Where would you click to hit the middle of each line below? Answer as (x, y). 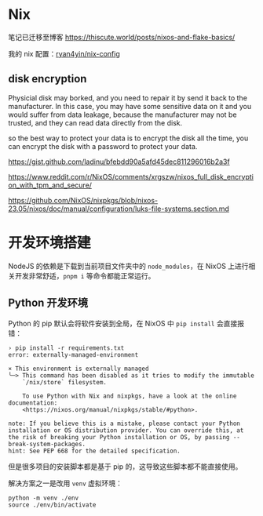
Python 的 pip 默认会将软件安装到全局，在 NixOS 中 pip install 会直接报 (126, 323)
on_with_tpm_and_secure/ (50, 185)
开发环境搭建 (50, 243)
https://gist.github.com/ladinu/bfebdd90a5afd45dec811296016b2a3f (119, 162)
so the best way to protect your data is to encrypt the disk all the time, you (128, 138)
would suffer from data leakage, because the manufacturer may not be (122, 114)
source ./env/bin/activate (52, 505)
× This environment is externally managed (79, 369)
